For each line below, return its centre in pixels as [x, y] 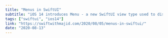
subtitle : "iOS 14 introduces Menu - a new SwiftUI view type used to [80, 14]
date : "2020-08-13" [25, 28]
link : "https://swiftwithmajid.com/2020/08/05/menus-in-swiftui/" [76, 23]
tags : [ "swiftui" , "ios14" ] [34, 19]
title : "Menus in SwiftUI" [33, 10]
